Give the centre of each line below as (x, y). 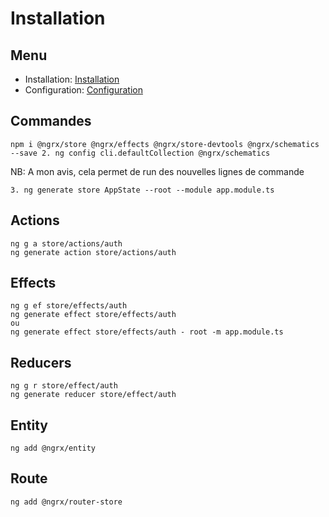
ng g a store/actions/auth (66, 243)
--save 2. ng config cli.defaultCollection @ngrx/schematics (140, 153)
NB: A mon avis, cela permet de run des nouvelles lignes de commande (157, 171)
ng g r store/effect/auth (64, 386)
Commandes (51, 121)
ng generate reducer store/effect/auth (93, 395)
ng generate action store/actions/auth (93, 252)
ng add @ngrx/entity (53, 448)
